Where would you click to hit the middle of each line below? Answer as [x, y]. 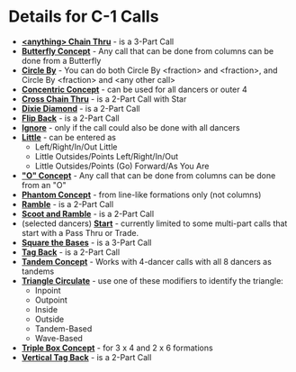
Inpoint [48, 290]
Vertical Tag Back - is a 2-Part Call [86, 357]
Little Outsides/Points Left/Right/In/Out [107, 156]
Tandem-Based [63, 328]
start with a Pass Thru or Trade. [80, 232]
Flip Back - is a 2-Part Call [70, 118]
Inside [46, 309]
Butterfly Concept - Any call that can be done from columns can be [148, 50]
